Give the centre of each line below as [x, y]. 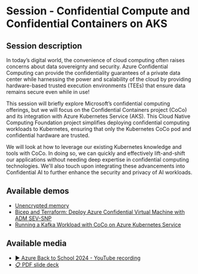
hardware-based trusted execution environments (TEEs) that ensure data [96, 86]
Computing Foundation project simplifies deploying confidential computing [98, 123]
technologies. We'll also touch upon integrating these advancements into [96, 166]
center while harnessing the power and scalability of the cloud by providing [99, 79]
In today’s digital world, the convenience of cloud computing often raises [95, 60]
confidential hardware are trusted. [48, 135]
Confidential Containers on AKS [87, 24]
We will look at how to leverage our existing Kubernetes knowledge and [94, 147]
